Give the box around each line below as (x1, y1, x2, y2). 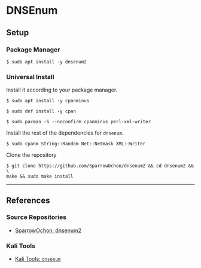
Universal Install (6, 72, 54, 81)
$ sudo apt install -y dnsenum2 (6, 59, 87, 65)
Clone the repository (6, 151, 57, 159)
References (6, 195, 50, 205)
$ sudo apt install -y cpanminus (6, 98, 90, 104)
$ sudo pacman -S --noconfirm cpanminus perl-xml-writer (6, 119, 151, 125)
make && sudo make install (6, 173, 74, 179)
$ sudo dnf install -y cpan (6, 108, 77, 114)
